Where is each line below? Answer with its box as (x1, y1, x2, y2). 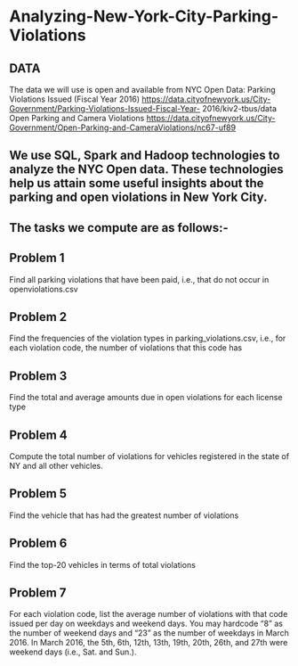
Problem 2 (9, 309, 68, 325)
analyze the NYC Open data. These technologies (9, 162, 285, 177)
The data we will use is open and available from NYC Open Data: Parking (9, 85, 276, 95)
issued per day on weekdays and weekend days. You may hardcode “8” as (9, 618, 283, 629)
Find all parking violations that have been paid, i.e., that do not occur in (9, 274, 270, 284)
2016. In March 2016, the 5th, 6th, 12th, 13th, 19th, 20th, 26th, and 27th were (9, 637, 288, 648)
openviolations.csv (9, 284, 78, 294)
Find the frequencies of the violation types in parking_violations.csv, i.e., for (9, 333, 286, 344)
